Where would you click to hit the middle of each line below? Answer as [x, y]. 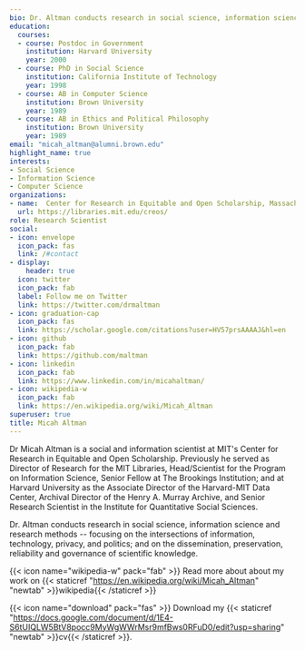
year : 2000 [46, 60]
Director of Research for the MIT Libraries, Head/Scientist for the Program [148, 468]
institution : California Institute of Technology [122, 77]
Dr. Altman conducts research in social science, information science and [145, 524]
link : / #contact [48, 254]
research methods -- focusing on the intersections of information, [133, 534]
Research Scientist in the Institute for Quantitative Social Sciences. [134, 507]
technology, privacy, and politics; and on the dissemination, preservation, [146, 543]
